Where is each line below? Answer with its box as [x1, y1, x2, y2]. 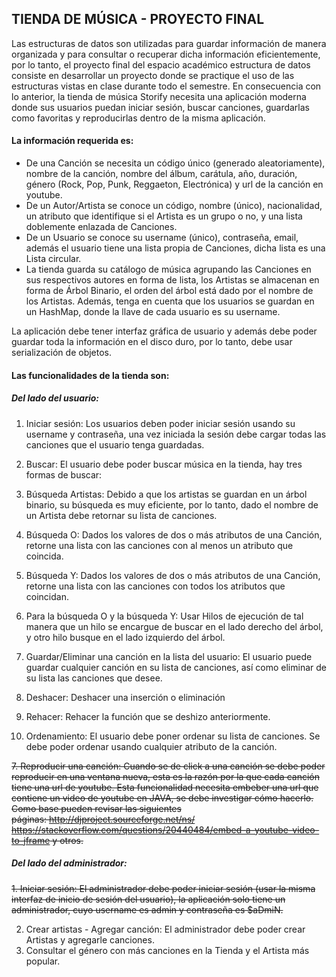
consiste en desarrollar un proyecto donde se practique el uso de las [11, 69, 295, 81]
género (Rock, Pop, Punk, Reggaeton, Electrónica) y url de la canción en [25, 178, 324, 191]
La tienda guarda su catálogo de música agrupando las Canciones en [25, 263, 312, 276]
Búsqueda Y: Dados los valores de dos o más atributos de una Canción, [25, 569, 321, 581]
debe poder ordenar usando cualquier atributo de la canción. [25, 740, 278, 752]
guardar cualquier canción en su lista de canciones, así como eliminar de [25, 661, 327, 673]
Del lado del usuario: [11, 392, 99, 404]
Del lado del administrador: [11, 857, 128, 869]
